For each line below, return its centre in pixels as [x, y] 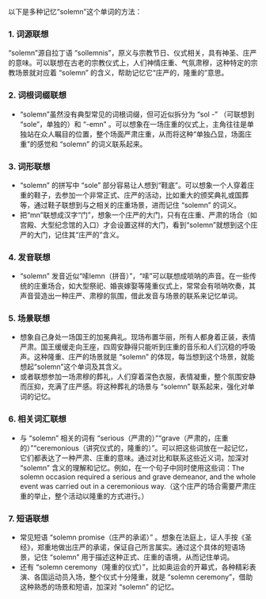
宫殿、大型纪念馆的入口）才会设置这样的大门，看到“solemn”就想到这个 [135, 225]
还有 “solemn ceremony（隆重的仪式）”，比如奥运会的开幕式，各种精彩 [134, 567]
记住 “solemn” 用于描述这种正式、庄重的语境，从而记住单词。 [134, 557]
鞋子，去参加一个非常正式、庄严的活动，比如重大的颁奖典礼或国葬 [141, 195]
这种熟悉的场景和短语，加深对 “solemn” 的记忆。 [99, 587]
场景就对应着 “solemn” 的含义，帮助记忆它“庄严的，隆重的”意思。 [122, 73]
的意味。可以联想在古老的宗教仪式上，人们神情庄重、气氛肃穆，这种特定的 [129, 63]
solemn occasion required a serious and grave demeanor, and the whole [138, 476]
